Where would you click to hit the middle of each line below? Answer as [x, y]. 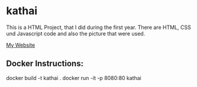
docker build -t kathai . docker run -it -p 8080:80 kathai [74, 78]
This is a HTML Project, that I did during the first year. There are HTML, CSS [98, 27]
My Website [21, 45]
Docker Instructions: [45, 64]
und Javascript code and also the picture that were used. [76, 33]
